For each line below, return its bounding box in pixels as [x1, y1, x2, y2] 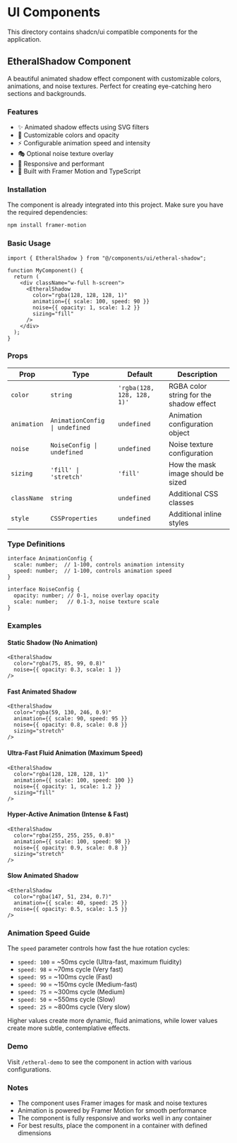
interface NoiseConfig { [7, 586, 80, 593]
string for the [169, 389, 212, 399]
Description [177, 369, 218, 379]
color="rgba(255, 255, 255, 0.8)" [13, 832, 115, 839]
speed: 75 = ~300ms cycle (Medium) [17, 988, 126, 996]
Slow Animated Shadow [7, 871, 79, 880]
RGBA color [169, 381, 207, 391]
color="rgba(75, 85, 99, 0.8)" [13, 660, 106, 667]
